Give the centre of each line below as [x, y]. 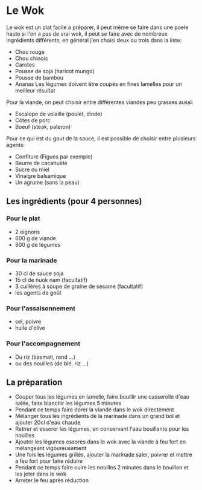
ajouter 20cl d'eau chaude [48, 423]
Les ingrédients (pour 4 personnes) [74, 201]
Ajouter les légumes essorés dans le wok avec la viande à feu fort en [100, 442]
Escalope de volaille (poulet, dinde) [58, 114]
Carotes [25, 65]
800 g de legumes [38, 244]
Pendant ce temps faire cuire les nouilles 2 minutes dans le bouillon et [102, 468]
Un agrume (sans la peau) [47, 182]
